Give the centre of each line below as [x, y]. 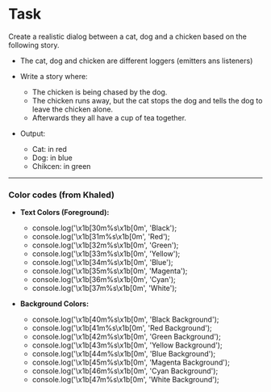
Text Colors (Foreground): [65, 213]
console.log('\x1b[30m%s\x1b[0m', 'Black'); [104, 228]
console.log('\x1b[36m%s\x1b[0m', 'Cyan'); [104, 280]
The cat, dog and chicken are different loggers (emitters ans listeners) [136, 61]
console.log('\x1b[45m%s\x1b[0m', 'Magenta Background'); [131, 362]
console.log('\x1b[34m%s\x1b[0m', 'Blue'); [102, 263]
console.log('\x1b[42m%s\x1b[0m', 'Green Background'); [127, 337]
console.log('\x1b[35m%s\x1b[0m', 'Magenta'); [110, 271]
